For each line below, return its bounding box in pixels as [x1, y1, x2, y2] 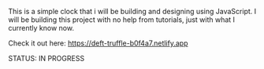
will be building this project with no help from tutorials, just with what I [8, 15, 235, 24]
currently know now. [8, 24, 75, 32]
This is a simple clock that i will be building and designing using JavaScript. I [8, 7, 257, 16]
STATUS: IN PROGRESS [8, 54, 85, 63]
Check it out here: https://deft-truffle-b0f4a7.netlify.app [8, 38, 188, 48]
